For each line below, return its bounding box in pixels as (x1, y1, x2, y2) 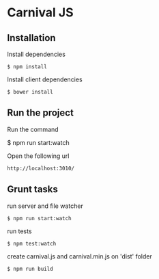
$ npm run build (7, 265, 53, 272)
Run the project (7, 107, 74, 119)
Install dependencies (7, 50, 66, 58)
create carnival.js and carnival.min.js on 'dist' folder (7, 252, 152, 261)
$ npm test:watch (7, 240, 57, 247)
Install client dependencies (7, 75, 83, 83)
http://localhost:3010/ (7, 165, 75, 172)
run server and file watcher (7, 202, 83, 210)
